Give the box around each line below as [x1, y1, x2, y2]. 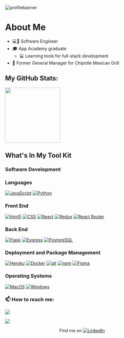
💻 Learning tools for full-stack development [19, 53, 109, 59]
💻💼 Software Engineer [12, 38, 59, 44]
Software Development [5, 166, 61, 173]
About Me [5, 22, 46, 33]
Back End [5, 226, 28, 233]
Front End [5, 202, 29, 209]
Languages [5, 179, 33, 186]
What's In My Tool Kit [5, 151, 72, 160]
